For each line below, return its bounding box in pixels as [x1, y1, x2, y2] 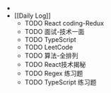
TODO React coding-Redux [24, 19, 105, 27]
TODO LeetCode [24, 43, 73, 51]
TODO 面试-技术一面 [24, 28, 85, 35]
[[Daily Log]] [13, 11, 51, 20]
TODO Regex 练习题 [24, 69, 83, 77]
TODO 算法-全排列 [24, 51, 79, 60]
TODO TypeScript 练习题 [24, 78, 97, 86]
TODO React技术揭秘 [24, 60, 86, 68]
